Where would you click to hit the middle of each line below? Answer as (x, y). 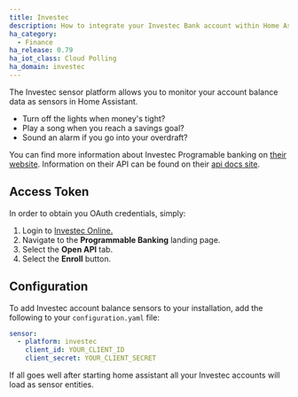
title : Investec (39, 17)
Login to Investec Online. (67, 230)
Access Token (49, 192)
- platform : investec (57, 342)
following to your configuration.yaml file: (84, 317)
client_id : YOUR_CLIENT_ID (75, 350)
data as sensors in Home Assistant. (74, 101)
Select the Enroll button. (67, 259)
